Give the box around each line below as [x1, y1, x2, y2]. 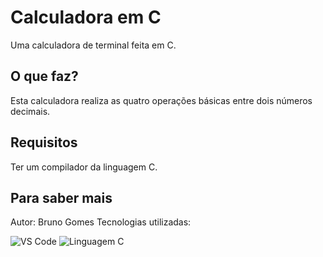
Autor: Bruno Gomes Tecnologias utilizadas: [10, 216, 192, 228]
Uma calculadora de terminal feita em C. [10, 39, 177, 51]
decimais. [10, 105, 51, 117]
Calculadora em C [10, 6, 162, 29]
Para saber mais [10, 189, 113, 206]
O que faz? [10, 68, 79, 85]
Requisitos [10, 134, 78, 151]
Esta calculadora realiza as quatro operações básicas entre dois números [10, 94, 313, 106]
